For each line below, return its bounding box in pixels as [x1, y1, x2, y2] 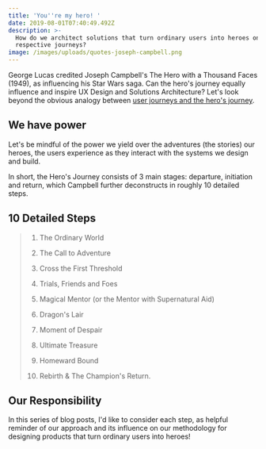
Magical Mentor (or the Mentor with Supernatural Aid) [39, 294, 215, 304]
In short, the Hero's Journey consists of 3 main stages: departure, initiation [8, 171, 253, 181]
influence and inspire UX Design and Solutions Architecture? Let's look [8, 87, 239, 96]
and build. [8, 156, 41, 166]
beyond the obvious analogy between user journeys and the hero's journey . [8, 96, 255, 105]
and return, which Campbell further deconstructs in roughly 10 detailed [8, 180, 240, 190]
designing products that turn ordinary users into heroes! [8, 432, 192, 441]
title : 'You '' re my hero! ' [8, 11, 101, 20]
